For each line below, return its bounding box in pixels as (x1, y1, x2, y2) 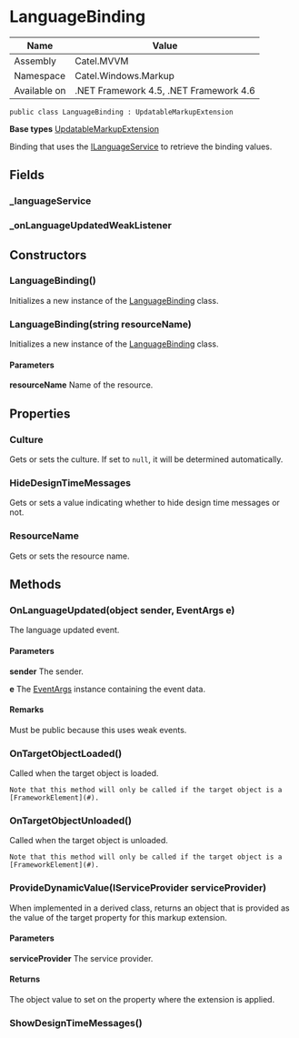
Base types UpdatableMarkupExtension (9, 123, 159, 134)
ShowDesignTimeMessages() (9, 1016, 143, 1029)
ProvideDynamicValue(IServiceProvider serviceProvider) (9, 882, 266, 894)
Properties (9, 406, 71, 421)
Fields (9, 167, 45, 183)
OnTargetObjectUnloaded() (9, 814, 132, 827)
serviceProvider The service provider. (9, 952, 154, 963)
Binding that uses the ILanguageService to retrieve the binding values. (9, 141, 273, 152)
